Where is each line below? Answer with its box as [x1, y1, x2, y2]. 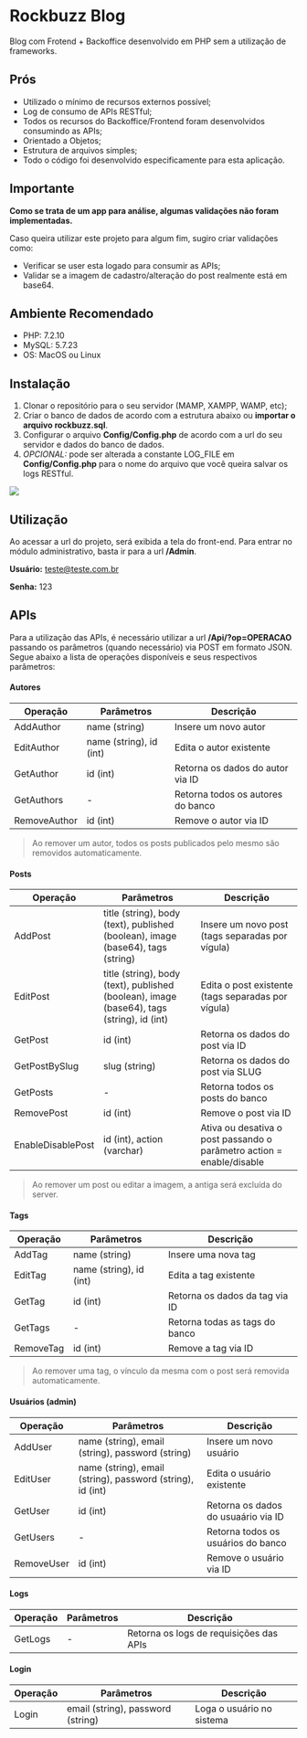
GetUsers [14, 1531, 55, 1543]
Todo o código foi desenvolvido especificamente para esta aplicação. [22, 154, 285, 165]
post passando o [200, 1133, 272, 1146]
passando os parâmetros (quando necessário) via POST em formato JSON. [9, 641, 292, 652]
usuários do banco [206, 1536, 287, 1549]
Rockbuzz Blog [9, 5, 126, 26]
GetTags [14, 1321, 50, 1334]
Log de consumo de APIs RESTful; [22, 106, 153, 117]
